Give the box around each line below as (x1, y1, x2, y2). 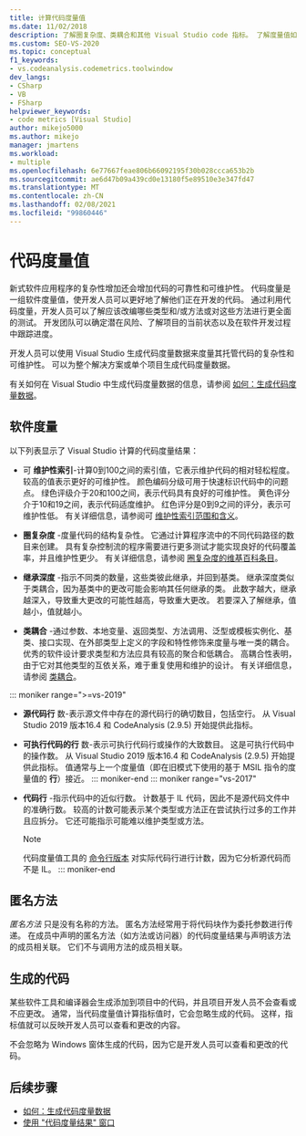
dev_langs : (9, 73, 51, 82)
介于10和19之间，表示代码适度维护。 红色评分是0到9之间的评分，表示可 (22, 498, 291, 509)
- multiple (9, 157, 51, 167)
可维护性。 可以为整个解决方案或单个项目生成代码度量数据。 (9, 359, 235, 370)
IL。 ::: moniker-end (40, 863, 116, 874)
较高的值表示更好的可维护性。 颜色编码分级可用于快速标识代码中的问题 (22, 475, 289, 486)
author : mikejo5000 (9, 124, 84, 133)
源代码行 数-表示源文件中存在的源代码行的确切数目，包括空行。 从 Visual (22, 708, 296, 719)
